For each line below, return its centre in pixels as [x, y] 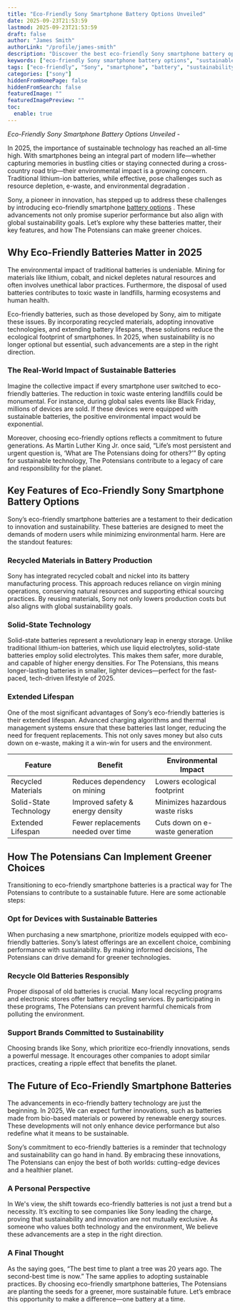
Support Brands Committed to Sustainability [86, 1032]
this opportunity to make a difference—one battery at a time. [96, 1299]
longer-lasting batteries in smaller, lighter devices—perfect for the [104, 671]
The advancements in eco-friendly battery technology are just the [104, 1103]
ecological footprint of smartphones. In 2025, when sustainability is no [111, 337]
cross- [217, 163]
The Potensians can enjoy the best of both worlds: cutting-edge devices [114, 1163]
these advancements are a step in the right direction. [85, 1234]
